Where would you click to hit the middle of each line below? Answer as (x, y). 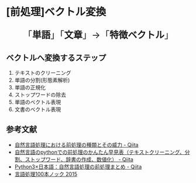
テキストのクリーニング (43, 73)
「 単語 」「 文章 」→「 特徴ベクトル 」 (98, 35)
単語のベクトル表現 (38, 102)
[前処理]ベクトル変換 (56, 12)
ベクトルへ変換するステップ (56, 58)
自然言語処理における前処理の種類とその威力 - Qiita (76, 144)
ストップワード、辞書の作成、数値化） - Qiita (79, 159)
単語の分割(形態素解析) (42, 80)
